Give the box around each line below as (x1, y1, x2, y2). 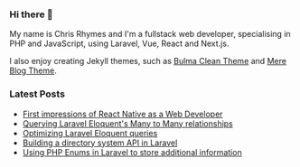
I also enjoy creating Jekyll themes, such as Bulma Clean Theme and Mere (9, 56, 287, 67)
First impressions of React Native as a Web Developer (22, 108, 223, 119)
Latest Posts (9, 88, 66, 100)
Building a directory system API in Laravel (22, 137, 178, 148)
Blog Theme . (9, 65, 57, 76)
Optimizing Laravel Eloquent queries (22, 127, 158, 138)
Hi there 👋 (9, 8, 54, 21)
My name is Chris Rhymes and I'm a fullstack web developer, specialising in (9, 29, 291, 40)
